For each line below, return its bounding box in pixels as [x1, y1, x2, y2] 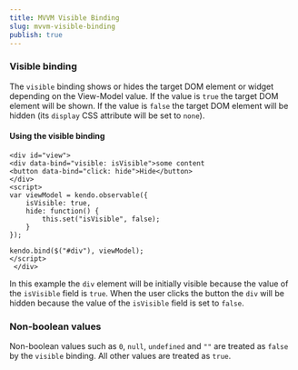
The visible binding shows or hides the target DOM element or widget [9, 81, 274, 92]
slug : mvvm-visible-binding [9, 22, 116, 31]
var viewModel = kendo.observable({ [9, 190, 148, 200]
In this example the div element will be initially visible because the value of [9, 278, 289, 289]
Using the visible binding [9, 131, 105, 142]
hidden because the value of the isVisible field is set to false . [9, 297, 244, 308]
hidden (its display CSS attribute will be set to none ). [9, 110, 205, 121]
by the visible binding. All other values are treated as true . [9, 351, 232, 362]
